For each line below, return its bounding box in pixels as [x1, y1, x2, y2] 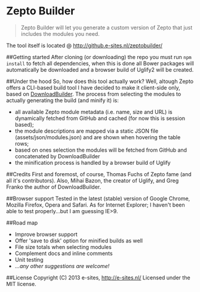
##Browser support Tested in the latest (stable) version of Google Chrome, [6, 195, 190, 202]
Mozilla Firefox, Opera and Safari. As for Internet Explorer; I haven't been [6, 201, 185, 208]
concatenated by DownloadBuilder [14, 152, 100, 159]
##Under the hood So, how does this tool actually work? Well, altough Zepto [6, 78, 194, 85]
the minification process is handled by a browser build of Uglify [14, 159, 171, 166]
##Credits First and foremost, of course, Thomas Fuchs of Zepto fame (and [6, 170, 192, 177]
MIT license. [6, 280, 37, 287]
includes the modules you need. [20, 30, 100, 37]
